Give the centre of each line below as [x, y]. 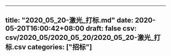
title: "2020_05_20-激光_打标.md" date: [69, 20]
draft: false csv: [111, 29]
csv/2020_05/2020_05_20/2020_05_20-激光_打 [83, 38]
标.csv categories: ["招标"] [49, 47]
